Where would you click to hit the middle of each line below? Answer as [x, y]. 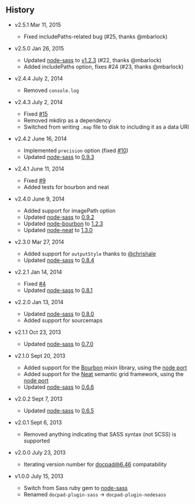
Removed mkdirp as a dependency [67, 120]
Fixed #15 [36, 114]
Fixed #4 [35, 283]
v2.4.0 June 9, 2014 [40, 199]
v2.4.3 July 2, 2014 [39, 102]
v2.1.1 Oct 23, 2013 [38, 332]
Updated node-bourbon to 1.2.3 [63, 223]
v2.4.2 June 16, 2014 [41, 138]
